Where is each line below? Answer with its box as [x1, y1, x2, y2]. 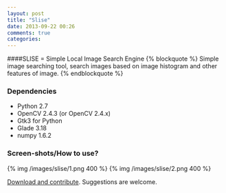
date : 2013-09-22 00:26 [7, 23, 76, 30]
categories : [7, 36, 41, 43]
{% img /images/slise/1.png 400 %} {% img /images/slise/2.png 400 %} [7, 164, 212, 172]
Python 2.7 [16, 102, 48, 110]
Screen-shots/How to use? [7, 149, 99, 159]
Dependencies [7, 87, 57, 96]
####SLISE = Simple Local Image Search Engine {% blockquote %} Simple [7, 54, 219, 63]
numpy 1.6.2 [16, 132, 52, 140]
